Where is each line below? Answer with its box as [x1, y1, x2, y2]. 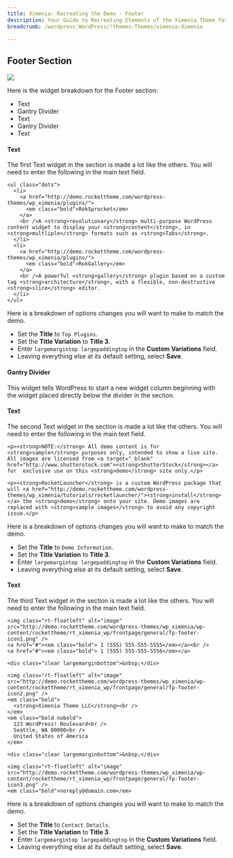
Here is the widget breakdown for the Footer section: [7, 86, 158, 94]
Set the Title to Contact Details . [17, 820, 111, 829]
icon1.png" [7, 636, 39, 643]
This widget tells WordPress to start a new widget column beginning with [7, 383, 216, 392]
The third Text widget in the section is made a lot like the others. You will [7, 597, 214, 604]
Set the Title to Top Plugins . [17, 330, 98, 338]
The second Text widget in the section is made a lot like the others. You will [7, 422, 223, 431]
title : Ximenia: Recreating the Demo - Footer [7, 10, 144, 17]
